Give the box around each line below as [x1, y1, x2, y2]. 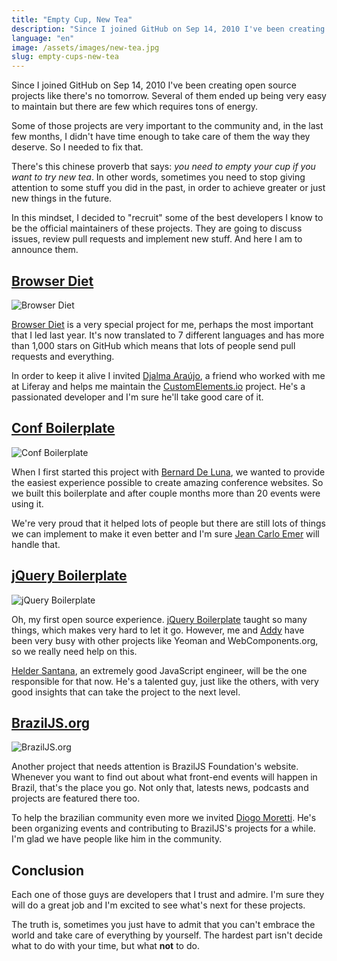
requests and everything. [11, 350, 115, 362]
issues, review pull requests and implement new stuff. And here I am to [11, 233, 303, 245]
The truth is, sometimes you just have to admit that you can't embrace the [11, 919, 316, 931]
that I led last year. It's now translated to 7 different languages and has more [11, 329, 325, 341]
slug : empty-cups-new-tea [11, 52, 119, 62]
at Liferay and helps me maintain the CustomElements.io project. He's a [11, 380, 306, 392]
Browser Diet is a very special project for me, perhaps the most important [11, 318, 314, 330]
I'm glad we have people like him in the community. [11, 833, 223, 845]
